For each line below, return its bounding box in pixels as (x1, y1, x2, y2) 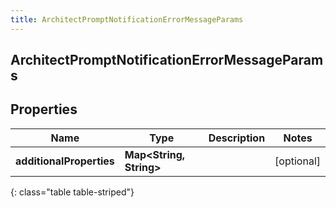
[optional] (274, 154, 321, 168)
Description (208, 131, 266, 145)
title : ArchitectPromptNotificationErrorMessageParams (10, 14, 244, 25)
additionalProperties (15, 154, 115, 168)
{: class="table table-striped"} (10, 186, 135, 198)
